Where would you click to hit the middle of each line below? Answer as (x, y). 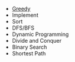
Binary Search (29, 47)
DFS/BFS (23, 28)
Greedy (21, 9)
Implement (25, 15)
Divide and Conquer (37, 41)
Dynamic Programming (40, 34)
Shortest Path (29, 53)
